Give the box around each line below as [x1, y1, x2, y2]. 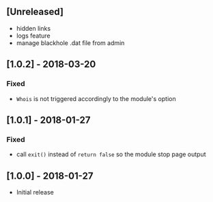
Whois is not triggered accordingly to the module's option [16, 94, 176, 102]
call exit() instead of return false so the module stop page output [16, 150, 206, 158]
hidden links [16, 24, 51, 32]
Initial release [16, 188, 54, 196]
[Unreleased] [6, 6, 64, 18]
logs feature [16, 31, 51, 40]
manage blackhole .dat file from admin [16, 38, 125, 47]
